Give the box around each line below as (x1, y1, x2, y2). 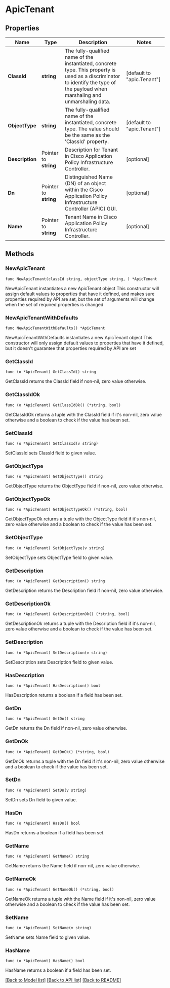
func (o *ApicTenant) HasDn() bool (5, 821, 80, 826)
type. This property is (65, 66, 116, 73)
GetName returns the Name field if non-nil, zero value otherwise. (5, 863, 141, 869)
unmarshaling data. (65, 98, 110, 105)
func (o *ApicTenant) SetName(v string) (5, 926, 92, 931)
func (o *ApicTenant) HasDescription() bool (5, 683, 101, 688)
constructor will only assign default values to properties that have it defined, (5, 340, 164, 346)
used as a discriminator (65, 73, 120, 80)
